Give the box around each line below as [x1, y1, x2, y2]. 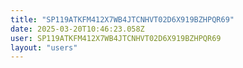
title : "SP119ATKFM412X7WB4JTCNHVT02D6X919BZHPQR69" [10, 14, 235, 25]
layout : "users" [10, 42, 78, 53]
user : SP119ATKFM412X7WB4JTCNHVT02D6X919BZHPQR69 [10, 33, 222, 43]
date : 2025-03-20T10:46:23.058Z [10, 24, 145, 34]
